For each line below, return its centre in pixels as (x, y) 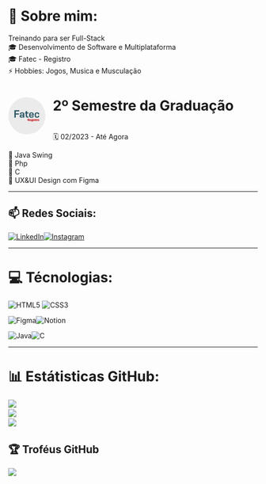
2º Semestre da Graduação (143, 106)
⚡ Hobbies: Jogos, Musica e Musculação (75, 71)
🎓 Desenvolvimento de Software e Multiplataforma (92, 47)
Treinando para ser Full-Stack (57, 38)
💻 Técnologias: (61, 277)
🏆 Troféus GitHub (54, 450)
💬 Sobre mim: (53, 16)
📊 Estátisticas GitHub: (84, 376)
